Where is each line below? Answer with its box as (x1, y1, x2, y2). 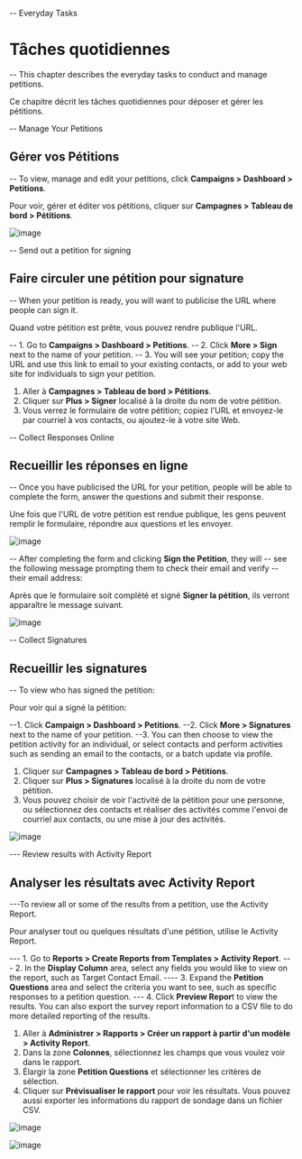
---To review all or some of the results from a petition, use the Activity (9, 899, 269, 909)
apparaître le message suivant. (9, 600, 124, 611)
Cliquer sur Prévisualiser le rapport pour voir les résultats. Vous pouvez (22, 1086, 291, 1096)
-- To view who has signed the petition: (9, 685, 155, 695)
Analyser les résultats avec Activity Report (9, 875, 255, 890)
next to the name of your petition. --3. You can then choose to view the (9, 730, 273, 740)
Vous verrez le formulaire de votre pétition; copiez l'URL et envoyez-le (22, 405, 284, 416)
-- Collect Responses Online (9, 432, 114, 443)
